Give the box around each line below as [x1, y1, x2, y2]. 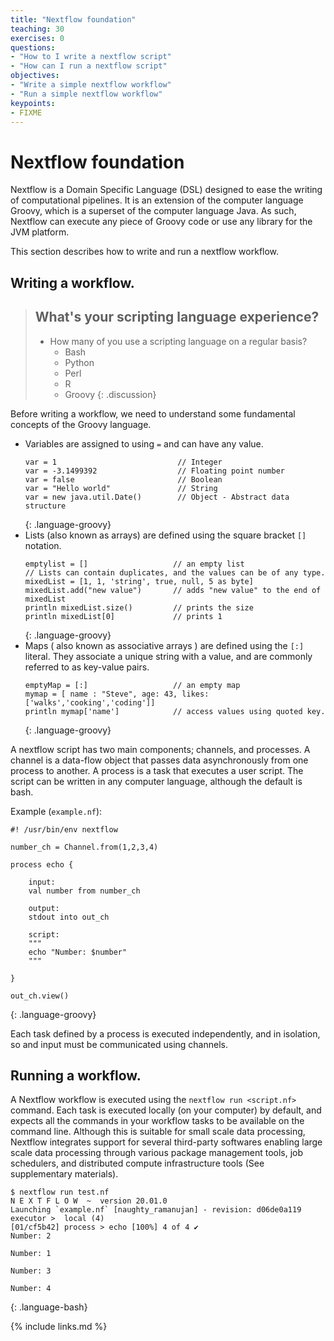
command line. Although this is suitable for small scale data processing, [10, 1126, 306, 1138]
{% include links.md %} [10, 1321, 108, 1333]
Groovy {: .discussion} [64, 388, 157, 400]
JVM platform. [10, 226, 70, 238]
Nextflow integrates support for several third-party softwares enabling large [10, 1136, 323, 1148]
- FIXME [10, 107, 43, 118]
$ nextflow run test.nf [10, 1187, 110, 1198]
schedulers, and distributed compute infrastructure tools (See [10, 1157, 265, 1170]
